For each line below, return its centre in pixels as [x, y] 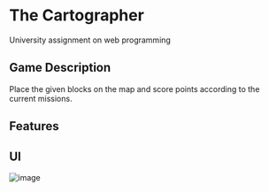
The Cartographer [77, 15]
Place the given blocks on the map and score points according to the [134, 88]
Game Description [60, 68]
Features [34, 126]
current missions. [41, 98]
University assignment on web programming [90, 40]
